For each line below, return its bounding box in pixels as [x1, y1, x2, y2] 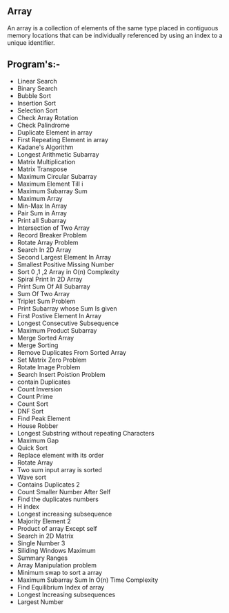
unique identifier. [7, 38, 55, 47]
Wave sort [17, 473, 47, 481]
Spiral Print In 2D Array [17, 275, 83, 283]
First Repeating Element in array [17, 135, 109, 144]
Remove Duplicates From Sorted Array [17, 348, 126, 356]
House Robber [17, 421, 59, 430]
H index [17, 502, 39, 510]
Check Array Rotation [17, 113, 79, 121]
